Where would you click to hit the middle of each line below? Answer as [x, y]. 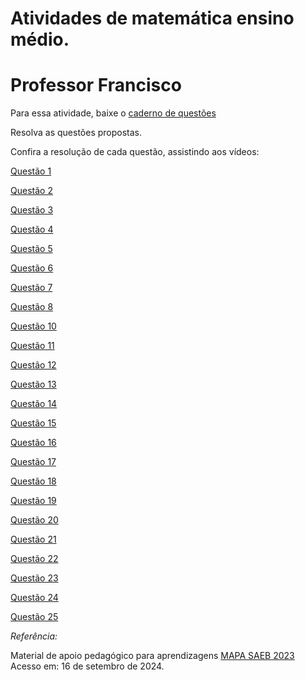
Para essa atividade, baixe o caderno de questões [113, 113]
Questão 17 [33, 462]
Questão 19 [33, 501]
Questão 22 [34, 559]
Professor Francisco [96, 85]
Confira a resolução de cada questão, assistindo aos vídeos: [135, 152]
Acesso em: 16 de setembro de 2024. [87, 666]
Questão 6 [32, 268]
